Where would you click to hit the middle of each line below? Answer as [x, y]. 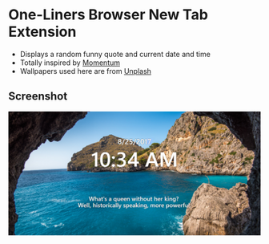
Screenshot [38, 97]
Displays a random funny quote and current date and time [115, 54]
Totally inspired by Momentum [70, 63]
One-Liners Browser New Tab [108, 15]
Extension [42, 32]
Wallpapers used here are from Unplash [86, 71]
